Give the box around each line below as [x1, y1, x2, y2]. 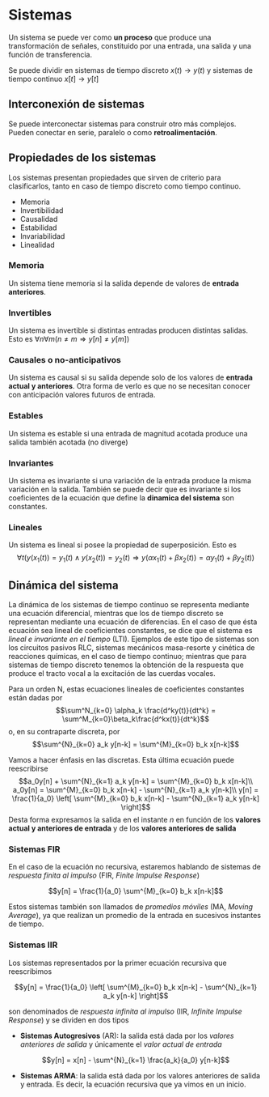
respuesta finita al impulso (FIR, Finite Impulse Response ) [8, 870, 200, 880]
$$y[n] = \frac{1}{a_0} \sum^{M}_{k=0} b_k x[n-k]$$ [48, 887, 224, 896]
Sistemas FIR [8, 844, 61, 855]
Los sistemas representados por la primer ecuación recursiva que [8, 958, 228, 967]
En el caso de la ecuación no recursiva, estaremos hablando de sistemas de [8, 862, 261, 872]
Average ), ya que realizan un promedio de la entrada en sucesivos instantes [8, 911, 261, 921]
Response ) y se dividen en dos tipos [8, 1014, 129, 1025]
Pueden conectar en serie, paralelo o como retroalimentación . [8, 127, 218, 137]
